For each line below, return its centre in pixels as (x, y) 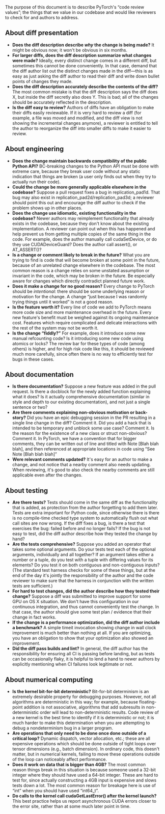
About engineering (34, 149)
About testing (27, 491)
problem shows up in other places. (47, 208)
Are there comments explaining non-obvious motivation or (73, 413)
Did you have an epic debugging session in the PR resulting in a (91, 418)
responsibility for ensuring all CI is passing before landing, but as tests (83, 654)
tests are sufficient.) (32, 586)
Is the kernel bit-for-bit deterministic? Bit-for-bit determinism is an (81, 692)
